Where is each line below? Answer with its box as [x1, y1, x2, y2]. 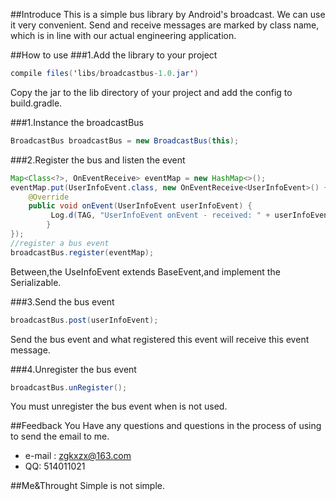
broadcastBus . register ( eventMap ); [10, 247, 155, 258]
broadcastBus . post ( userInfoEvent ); [10, 315, 159, 325]
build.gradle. [10, 97, 63, 109]
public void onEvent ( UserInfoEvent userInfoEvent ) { [28, 201, 253, 211]
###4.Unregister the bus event [10, 363, 137, 375]
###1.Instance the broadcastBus [10, 116, 144, 128]
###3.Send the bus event [10, 295, 115, 308]
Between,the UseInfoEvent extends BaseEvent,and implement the [10, 265, 281, 278]
